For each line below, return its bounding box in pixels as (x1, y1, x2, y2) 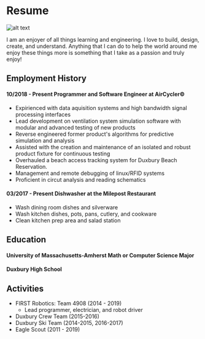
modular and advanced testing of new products (15, 123, 136, 131)
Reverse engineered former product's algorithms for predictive (15, 130, 174, 138)
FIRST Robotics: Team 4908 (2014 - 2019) (15, 300, 122, 307)
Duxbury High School (6, 265, 63, 273)
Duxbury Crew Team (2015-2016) (15, 313, 100, 320)
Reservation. (15, 163, 48, 170)
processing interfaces (15, 111, 71, 118)
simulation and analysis (15, 136, 75, 144)
